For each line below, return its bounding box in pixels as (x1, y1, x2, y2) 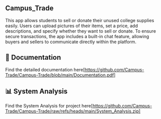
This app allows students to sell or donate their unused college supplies (5, 17, 154, 23)
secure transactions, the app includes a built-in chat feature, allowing (5, 33, 149, 39)
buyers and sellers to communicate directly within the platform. (5, 39, 137, 45)
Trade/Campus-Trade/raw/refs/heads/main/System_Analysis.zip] (5, 108, 141, 114)
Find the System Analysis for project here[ (5, 103, 93, 109)
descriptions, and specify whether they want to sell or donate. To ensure (5, 28, 156, 34)
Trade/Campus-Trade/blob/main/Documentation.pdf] (5, 72, 116, 78)
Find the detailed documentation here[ (5, 66, 85, 72)
